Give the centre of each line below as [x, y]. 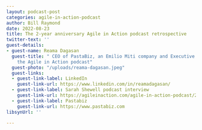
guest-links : [28, 73]
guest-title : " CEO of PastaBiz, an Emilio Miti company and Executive [103, 56]
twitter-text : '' [28, 40]
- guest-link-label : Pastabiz [49, 101]
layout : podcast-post [33, 12]
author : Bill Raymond [33, 23]
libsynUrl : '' [24, 112]
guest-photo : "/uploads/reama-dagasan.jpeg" [68, 67]
